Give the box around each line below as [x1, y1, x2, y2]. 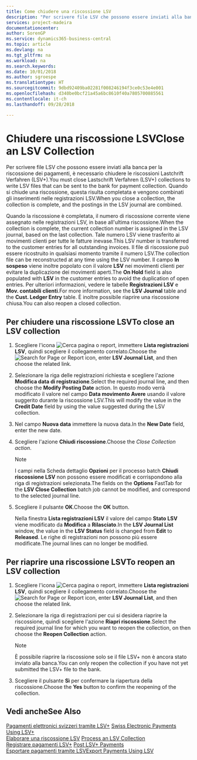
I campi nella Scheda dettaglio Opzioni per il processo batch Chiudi [14, 468, 179, 475]
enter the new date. [14, 427, 62, 434]
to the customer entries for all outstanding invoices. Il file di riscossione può [6, 244, 189, 251]
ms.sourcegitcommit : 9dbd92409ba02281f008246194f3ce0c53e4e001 [6, 85, 164, 91]
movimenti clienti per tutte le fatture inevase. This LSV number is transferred [6, 237, 189, 244]
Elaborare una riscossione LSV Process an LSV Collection [6, 735, 145, 742]
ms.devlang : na [6, 47, 43, 53]
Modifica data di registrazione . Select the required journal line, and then [14, 378, 189, 385]
